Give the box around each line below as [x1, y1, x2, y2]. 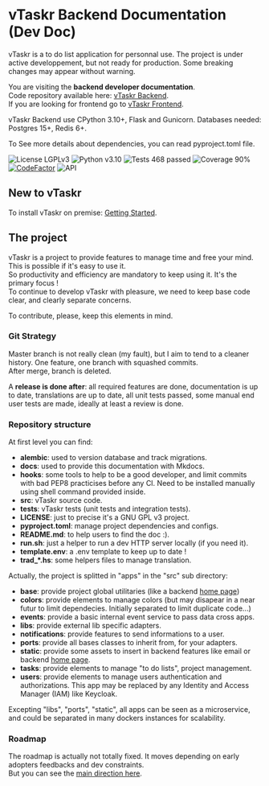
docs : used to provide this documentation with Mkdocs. [19, 461, 205, 471]
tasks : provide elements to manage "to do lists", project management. [19, 664, 252, 673]
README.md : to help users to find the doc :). [19, 529, 170, 540]
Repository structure [8, 418, 92, 430]
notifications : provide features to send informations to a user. [19, 629, 225, 639]
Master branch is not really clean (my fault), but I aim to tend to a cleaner [8, 348, 250, 359]
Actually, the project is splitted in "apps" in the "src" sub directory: [8, 571, 228, 581]
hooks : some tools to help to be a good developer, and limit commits [19, 470, 247, 479]
